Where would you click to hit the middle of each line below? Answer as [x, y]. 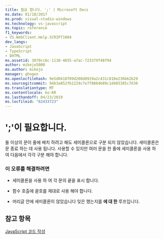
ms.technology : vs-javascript [36, 24]
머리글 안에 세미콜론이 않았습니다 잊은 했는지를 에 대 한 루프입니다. [76, 201]
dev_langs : [16, 42]
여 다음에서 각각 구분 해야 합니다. [37, 155]
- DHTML [13, 56]
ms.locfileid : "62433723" [32, 102]
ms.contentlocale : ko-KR [31, 93]
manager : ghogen [22, 74]
